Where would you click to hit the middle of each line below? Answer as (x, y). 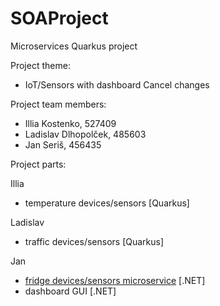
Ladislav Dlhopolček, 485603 (85, 134)
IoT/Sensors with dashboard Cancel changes (117, 84)
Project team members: (58, 104)
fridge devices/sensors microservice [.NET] (115, 280)
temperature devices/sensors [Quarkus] (107, 203)
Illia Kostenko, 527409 (70, 123)
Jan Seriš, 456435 (63, 144)
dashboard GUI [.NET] (70, 291)
